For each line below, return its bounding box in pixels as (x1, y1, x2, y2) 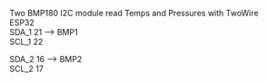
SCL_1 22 (9, 36, 44, 47)
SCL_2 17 (9, 63, 44, 74)
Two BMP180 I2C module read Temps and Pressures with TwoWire (9, 8, 259, 18)
